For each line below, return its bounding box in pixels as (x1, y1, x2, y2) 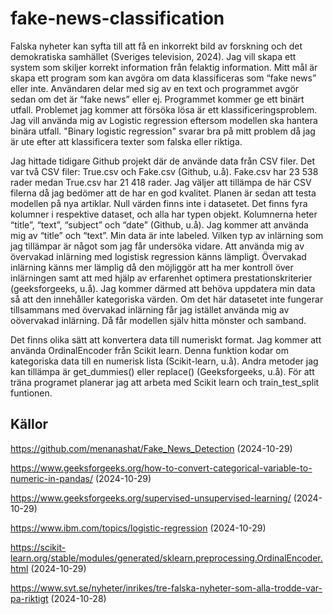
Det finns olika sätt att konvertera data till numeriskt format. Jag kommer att (10, 333, 322, 346)
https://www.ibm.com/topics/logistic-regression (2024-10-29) (10, 522, 267, 534)
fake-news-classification (10, 7, 225, 30)
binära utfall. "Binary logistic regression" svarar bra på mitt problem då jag (10, 125, 316, 137)
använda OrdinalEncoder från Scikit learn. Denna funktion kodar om (10, 344, 289, 356)
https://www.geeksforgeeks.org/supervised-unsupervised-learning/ (10, 492, 292, 504)
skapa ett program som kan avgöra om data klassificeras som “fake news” (10, 72, 317, 84)
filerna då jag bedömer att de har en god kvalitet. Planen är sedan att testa (10, 187, 317, 199)
